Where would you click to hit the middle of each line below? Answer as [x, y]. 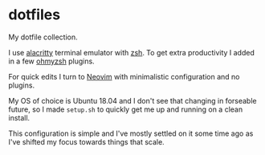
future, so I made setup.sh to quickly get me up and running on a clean [126, 109]
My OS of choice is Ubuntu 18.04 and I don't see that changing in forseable [132, 100]
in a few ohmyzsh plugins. [51, 61]
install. [19, 117]
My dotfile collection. [43, 37]
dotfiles [35, 15]
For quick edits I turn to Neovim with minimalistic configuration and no [124, 76]
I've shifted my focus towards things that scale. [86, 141]
